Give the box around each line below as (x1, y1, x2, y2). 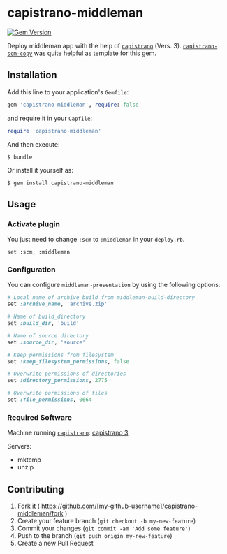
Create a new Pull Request (17, 539, 94, 548)
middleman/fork (17, 509, 64, 518)
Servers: (7, 442, 32, 451)
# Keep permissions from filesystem (7, 351, 114, 358)
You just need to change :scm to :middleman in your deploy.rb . (7, 235, 185, 244)
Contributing (7, 483, 64, 495)
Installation (7, 69, 57, 81)
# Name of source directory (7, 332, 89, 340)
